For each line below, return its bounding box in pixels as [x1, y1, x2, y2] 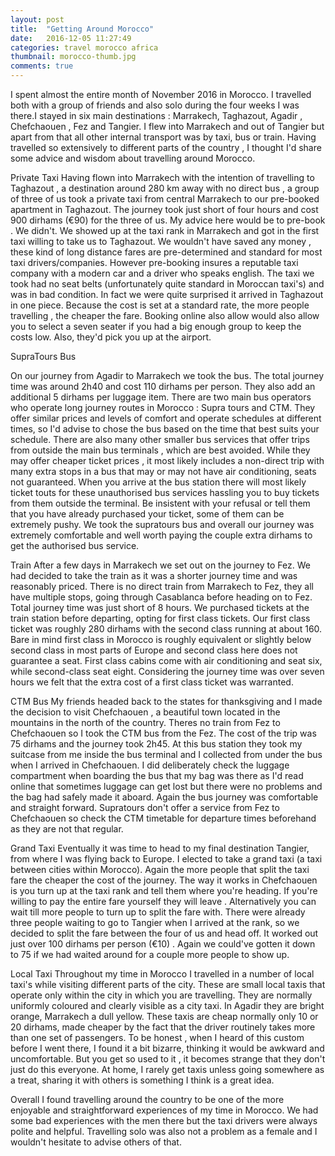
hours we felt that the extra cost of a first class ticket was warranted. [10, 676, 294, 688]
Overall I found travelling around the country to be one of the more [10, 1094, 285, 1105]
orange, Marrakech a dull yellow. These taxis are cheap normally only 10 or [10, 1011, 319, 1022]
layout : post [10, 14, 65, 25]
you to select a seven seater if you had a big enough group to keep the [10, 321, 302, 332]
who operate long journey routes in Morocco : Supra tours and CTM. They [10, 402, 316, 413]
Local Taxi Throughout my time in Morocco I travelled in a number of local [10, 968, 315, 980]
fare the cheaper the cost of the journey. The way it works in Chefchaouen [10, 874, 318, 886]
